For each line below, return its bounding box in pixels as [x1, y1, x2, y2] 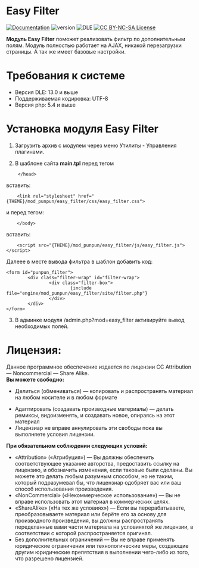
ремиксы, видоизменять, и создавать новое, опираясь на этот [14, 411, 175, 419]
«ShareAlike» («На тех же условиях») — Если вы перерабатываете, [14, 504, 186, 511]
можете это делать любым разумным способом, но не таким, [14, 472, 174, 480]
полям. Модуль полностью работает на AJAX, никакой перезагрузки [6, 42, 182, 49]
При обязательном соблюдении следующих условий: [6, 442, 148, 449]
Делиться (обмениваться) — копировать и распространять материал [14, 387, 194, 394]
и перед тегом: [6, 208, 45, 216]
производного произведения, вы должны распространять [14, 517, 164, 524]
